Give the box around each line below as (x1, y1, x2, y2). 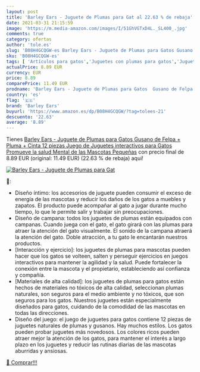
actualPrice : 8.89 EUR (6, 64, 62, 70)
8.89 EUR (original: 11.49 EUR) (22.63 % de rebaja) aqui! (6, 155, 144, 162)
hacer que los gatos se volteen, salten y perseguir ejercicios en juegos (14, 252, 189, 260)
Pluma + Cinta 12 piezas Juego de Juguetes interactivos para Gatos (6, 142, 173, 149)
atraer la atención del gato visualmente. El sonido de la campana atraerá (14, 227, 192, 235)
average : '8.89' (6, 120, 46, 126)
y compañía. (14, 271, 46, 279)
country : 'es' (6, 92, 42, 98)
